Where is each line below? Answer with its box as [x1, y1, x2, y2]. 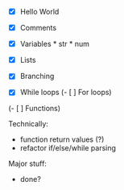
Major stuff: [8, 159, 47, 168]
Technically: [8, 119, 48, 129]
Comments [19, 23, 57, 33]
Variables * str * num [19, 39, 90, 49]
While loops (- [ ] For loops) [19, 88, 112, 97]
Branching [19, 72, 55, 81]
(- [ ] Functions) [8, 104, 61, 114]
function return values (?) [19, 134, 105, 144]
